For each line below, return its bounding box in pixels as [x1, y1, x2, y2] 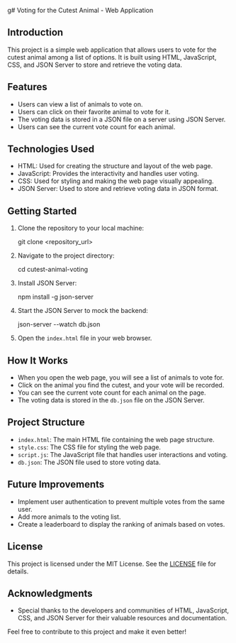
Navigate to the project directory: [17, 251, 115, 260]
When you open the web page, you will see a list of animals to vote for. [17, 373, 225, 382]
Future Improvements [7, 478, 105, 490]
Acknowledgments [7, 587, 94, 599]
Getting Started [7, 205, 77, 217]
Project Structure [7, 417, 85, 429]
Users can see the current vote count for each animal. [17, 122, 176, 131]
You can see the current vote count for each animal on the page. [17, 388, 207, 397]
